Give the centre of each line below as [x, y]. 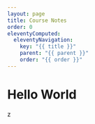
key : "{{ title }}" [48, 46]
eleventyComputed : [34, 33]
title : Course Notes [37, 20]
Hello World [42, 94]
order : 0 [20, 27]
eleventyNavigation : [43, 40]
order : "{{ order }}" [51, 60]
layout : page [26, 14]
